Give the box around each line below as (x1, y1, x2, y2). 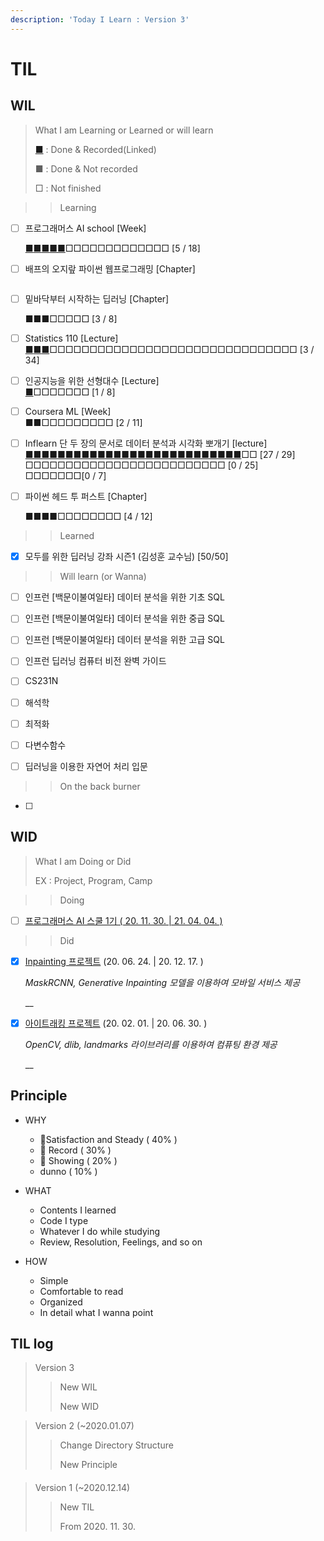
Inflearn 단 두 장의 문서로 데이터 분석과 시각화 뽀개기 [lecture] (24, 437, 268, 449)
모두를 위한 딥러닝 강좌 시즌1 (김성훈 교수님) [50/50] (24, 551, 229, 563)
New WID (59, 1401, 100, 1413)
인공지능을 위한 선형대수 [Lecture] (24, 374, 160, 386)
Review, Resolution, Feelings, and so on (39, 1236, 203, 1248)
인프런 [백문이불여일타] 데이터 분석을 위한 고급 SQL (24, 634, 225, 646)
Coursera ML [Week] (24, 405, 112, 417)
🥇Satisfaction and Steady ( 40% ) (39, 1133, 178, 1145)
